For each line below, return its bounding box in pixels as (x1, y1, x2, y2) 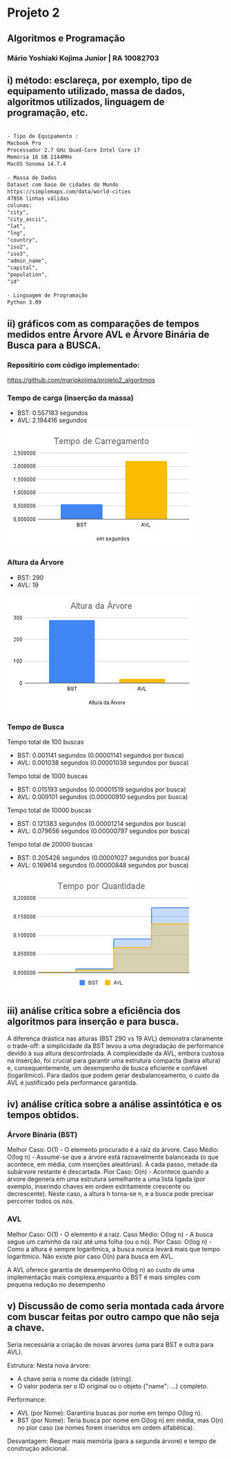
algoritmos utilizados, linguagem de (7, 95, 165, 108)
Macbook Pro (7, 140, 41, 147)
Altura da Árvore (7, 558, 64, 567)
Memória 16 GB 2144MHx (7, 154, 72, 160)
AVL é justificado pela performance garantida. (7, 1078, 138, 1087)
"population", (7, 271, 48, 278)
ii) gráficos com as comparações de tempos (7, 318, 200, 329)
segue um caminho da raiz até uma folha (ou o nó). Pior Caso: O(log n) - (7, 1237, 212, 1246)
